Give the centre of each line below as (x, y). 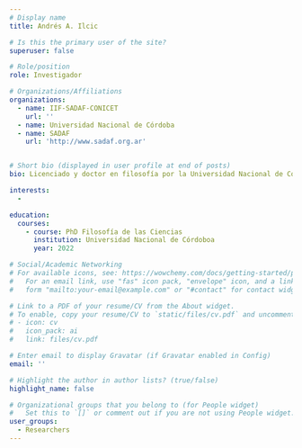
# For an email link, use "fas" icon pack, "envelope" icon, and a (142, 281)
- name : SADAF (44, 133)
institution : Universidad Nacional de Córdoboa (124, 240)
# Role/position (40, 67)
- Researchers (44, 430)
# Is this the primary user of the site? (88, 42)
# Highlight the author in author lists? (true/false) (114, 380)
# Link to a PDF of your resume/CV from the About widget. (122, 306)
